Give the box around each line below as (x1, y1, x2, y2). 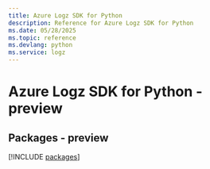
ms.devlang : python (8, 41, 73, 49)
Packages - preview (8, 131, 109, 144)
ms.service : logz (8, 48, 66, 56)
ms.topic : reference (8, 33, 77, 42)
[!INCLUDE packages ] (8, 152, 80, 161)
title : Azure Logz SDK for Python (8, 11, 123, 20)
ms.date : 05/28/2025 (8, 26, 77, 34)
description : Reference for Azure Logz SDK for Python (8, 19, 194, 27)
